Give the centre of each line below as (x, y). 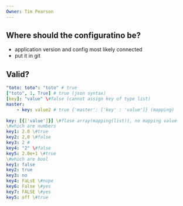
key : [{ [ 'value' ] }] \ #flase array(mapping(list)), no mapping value (91, 121)
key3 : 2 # (18, 142)
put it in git (28, 56)
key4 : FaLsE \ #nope (30, 181)
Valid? (18, 74)
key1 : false (21, 165)
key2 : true (19, 170)
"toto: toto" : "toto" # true (42, 88)
